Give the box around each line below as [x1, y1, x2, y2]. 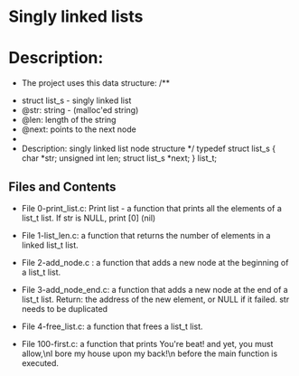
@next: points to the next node [21, 124, 136, 135]
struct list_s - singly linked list [21, 95, 132, 106]
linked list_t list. [21, 240, 79, 250]
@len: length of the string [21, 115, 117, 126]
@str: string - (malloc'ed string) [21, 105, 139, 116]
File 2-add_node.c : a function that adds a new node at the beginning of [21, 257, 289, 268]
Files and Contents [8, 179, 117, 194]
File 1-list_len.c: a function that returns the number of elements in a [21, 230, 271, 240]
